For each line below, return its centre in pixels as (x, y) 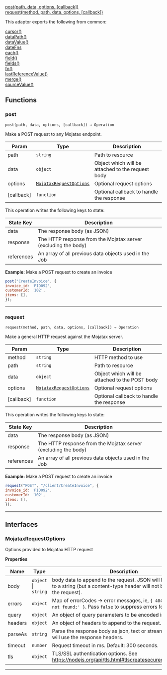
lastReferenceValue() (27, 74)
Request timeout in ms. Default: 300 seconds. (105, 646)
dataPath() (16, 37)
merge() (13, 79)
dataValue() (17, 42)
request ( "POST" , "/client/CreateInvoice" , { (52, 486)
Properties (16, 559)
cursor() (13, 31)
